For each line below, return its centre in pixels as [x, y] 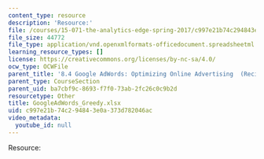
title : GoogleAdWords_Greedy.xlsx [65, 103]
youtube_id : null [44, 125]
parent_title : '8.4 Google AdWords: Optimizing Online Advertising [121, 74]
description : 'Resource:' [50, 23]
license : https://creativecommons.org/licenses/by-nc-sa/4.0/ [112, 60]
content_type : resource [47, 15]
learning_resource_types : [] [56, 52]
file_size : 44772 [37, 37]
